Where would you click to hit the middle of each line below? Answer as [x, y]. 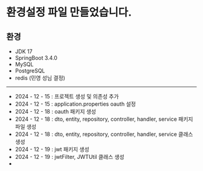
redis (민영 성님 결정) [40, 78]
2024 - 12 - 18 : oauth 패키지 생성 [56, 111]
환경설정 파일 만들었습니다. [69, 12]
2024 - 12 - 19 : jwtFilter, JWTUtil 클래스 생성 [70, 157]
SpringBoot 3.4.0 [36, 58]
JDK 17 [24, 51]
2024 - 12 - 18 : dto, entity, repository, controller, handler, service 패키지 [104, 119]
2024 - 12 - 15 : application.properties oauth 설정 [75, 104]
